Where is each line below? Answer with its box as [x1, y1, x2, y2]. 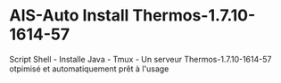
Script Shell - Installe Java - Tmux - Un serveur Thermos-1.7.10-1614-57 [9, 54, 272, 64]
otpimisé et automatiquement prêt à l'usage [9, 63, 169, 74]
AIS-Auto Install [9, 5, 129, 26]
